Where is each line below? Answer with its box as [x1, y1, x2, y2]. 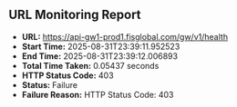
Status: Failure [21, 79, 78, 90]
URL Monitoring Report [8, 7, 142, 23]
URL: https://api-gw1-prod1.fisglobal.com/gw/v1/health [21, 31, 229, 42]
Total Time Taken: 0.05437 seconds [21, 60, 160, 71]
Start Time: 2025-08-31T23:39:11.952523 [21, 41, 180, 52]
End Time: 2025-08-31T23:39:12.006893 [21, 50, 179, 62]
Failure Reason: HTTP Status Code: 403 [21, 89, 174, 100]
